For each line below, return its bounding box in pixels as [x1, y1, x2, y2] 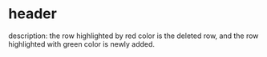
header [8, 5, 58, 23]
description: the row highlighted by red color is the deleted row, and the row [8, 31, 259, 40]
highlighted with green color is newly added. [8, 39, 155, 48]
